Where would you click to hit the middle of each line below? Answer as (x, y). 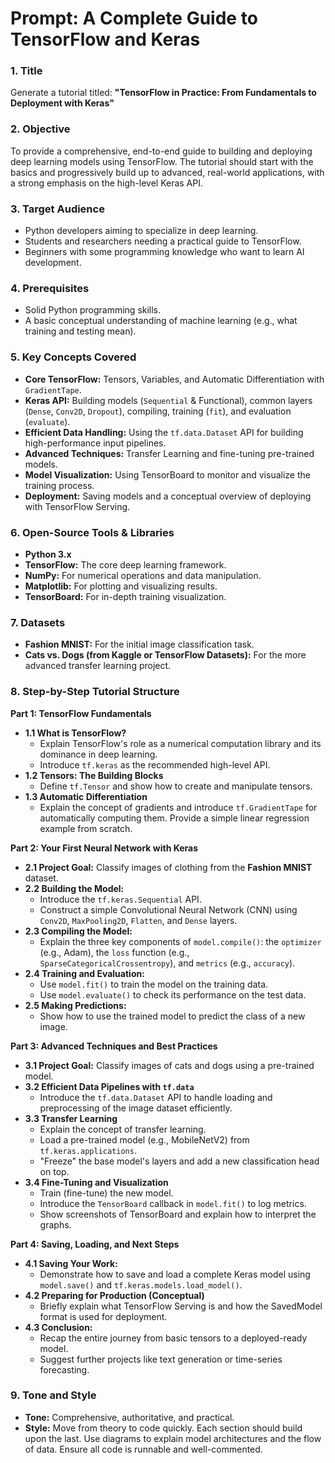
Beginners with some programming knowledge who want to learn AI (164, 252)
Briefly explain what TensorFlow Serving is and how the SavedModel (181, 1306)
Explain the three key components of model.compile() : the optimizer (180, 941)
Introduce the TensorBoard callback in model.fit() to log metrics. (173, 1203)
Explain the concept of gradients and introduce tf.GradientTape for (178, 807)
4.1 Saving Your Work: (71, 1263)
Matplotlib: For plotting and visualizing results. (121, 586)
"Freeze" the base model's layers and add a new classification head (179, 1161)
